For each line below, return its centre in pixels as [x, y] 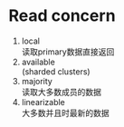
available [38, 62]
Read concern [62, 16]
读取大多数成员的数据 [61, 92]
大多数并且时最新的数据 [65, 112]
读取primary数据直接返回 [68, 52]
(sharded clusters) [56, 71]
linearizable [43, 102]
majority [37, 81]
